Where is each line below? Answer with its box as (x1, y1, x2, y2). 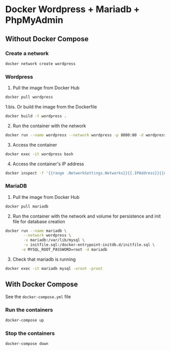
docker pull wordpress (5, 95, 53, 100)
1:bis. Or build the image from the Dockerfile (5, 103, 97, 110)
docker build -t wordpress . (5, 113, 67, 119)
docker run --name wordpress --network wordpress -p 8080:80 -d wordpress (5, 132, 166, 137)
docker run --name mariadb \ (5, 228, 67, 233)
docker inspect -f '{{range (5, 170, 65, 175)
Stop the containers (5, 330, 55, 337)
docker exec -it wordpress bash (5, 151, 73, 157)
